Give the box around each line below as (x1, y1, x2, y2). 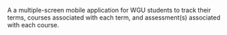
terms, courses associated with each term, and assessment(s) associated (7, 13, 221, 22)
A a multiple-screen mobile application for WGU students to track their (7, 6, 212, 14)
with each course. (7, 21, 60, 29)
